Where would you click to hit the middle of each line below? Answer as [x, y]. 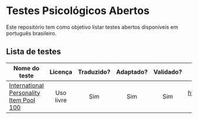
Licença [61, 72]
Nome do [27, 68]
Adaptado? [132, 72]
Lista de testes [34, 52]
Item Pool [22, 100]
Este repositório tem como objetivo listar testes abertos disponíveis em [92, 27]
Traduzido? [94, 72]
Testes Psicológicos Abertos [78, 11]
